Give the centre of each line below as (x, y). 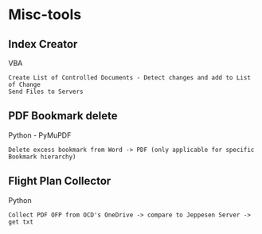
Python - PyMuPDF (40, 135)
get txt (21, 222)
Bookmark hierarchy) (43, 157)
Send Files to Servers (46, 92)
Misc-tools (45, 15)
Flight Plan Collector (60, 181)
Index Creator (43, 44)
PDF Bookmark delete (63, 116)
